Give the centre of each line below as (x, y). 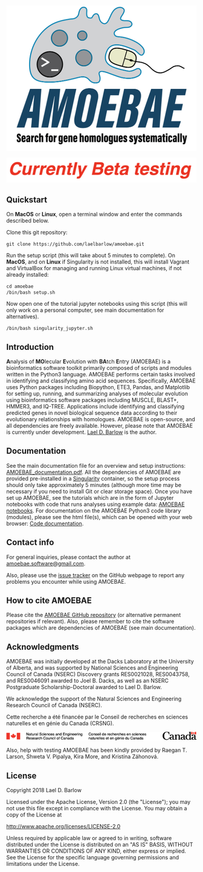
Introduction (30, 347)
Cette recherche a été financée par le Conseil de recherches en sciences (97, 717)
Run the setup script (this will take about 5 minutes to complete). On (91, 256)
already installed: (28, 275)
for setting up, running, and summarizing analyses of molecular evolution (97, 393)
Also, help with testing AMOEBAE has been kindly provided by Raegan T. (97, 750)
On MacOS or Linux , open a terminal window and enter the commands (94, 215)
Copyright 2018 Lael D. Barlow (44, 790)
